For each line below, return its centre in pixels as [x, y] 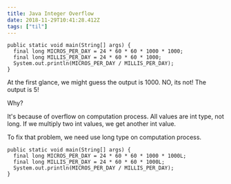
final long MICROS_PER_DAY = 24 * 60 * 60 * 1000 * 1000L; [100, 156]
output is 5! [23, 90]
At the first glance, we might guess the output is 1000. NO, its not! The [107, 82]
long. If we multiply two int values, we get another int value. [92, 124]
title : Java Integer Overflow [51, 13]
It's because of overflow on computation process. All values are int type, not [115, 117]
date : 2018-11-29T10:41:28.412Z [53, 20]
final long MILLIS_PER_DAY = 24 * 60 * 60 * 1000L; [89, 162]
